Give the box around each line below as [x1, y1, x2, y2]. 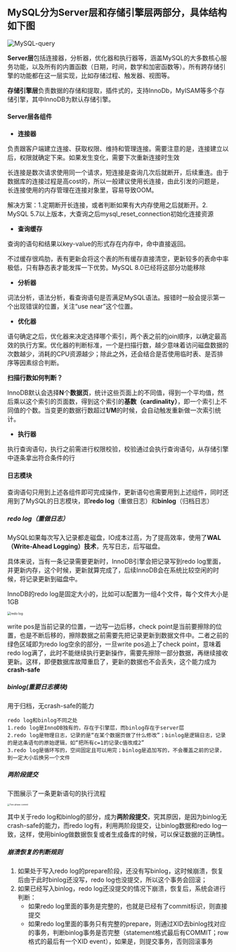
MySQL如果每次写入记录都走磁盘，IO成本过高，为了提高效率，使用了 [7, 533, 207, 542]
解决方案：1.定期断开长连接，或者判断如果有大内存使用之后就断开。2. [7, 201, 209, 209]
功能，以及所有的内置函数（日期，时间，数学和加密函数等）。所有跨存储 [13, 62, 220, 70]
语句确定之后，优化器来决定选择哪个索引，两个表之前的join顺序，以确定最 [7, 332, 221, 340]
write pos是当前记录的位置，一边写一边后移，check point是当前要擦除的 [7, 622, 216, 631]
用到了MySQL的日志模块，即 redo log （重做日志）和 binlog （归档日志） [7, 497, 214, 505]
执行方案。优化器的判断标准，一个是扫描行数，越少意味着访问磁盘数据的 [19, 341, 229, 350]
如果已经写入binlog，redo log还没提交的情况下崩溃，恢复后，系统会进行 [17, 884, 226, 893]
